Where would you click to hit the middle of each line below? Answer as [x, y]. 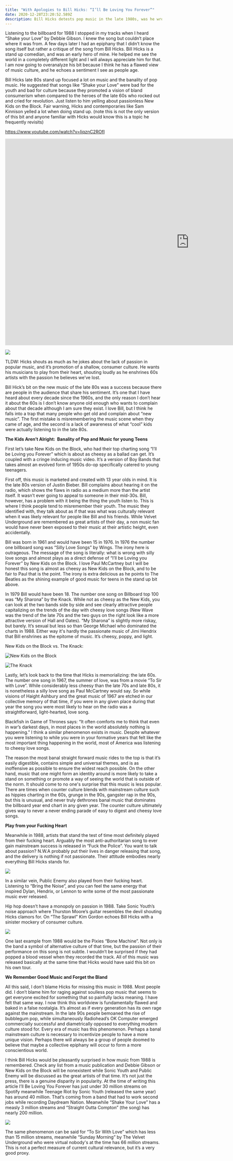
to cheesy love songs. [28, 748]
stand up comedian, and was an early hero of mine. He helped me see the [81, 54]
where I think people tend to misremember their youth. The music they [77, 506]
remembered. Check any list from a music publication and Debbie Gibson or [83, 1065]
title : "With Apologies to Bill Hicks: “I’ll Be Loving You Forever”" [80, 10]
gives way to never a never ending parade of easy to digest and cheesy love [83, 811]
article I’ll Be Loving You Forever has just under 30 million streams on [76, 1086]
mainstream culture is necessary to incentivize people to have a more [76, 1035]
